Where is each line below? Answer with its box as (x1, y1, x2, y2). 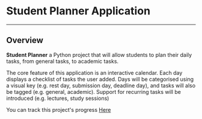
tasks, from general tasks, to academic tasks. (6, 57, 119, 65)
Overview (6, 35, 44, 45)
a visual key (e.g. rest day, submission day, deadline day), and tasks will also (6, 82, 196, 89)
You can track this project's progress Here (6, 106, 111, 113)
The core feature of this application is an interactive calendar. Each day (6, 69, 183, 76)
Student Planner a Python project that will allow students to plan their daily (6, 51, 192, 58)
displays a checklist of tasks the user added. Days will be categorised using (6, 75, 194, 83)
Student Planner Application (6, 4, 151, 18)
